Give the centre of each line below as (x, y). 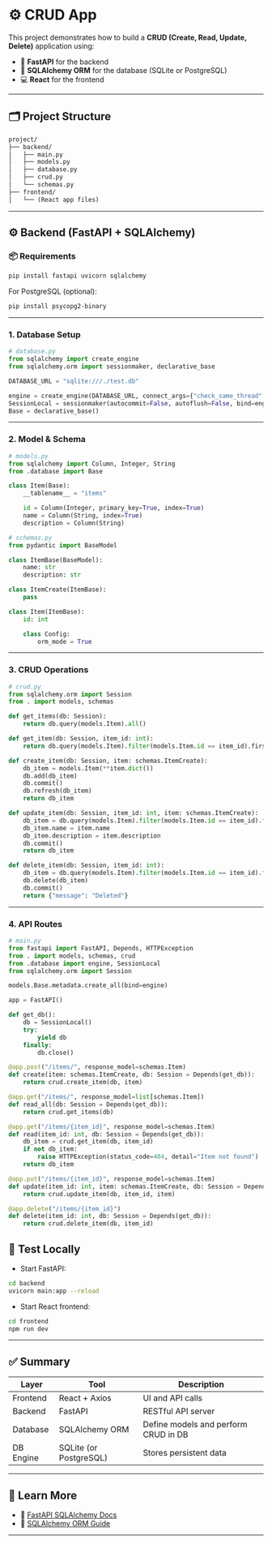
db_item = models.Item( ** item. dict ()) (88, 768)
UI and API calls (173, 1398)
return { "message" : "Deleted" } (76, 895)
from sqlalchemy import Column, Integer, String (92, 464)
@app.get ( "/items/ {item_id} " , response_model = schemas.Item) (112, 1126)
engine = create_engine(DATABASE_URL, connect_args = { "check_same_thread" (136, 396)
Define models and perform (195, 1425)
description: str (52, 575)
